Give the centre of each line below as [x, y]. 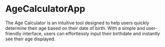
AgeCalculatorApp [45, 9]
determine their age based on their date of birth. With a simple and [75, 28]
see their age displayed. [31, 39]
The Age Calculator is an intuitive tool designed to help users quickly [77, 23]
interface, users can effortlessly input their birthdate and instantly [91, 33]
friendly [13, 33]
